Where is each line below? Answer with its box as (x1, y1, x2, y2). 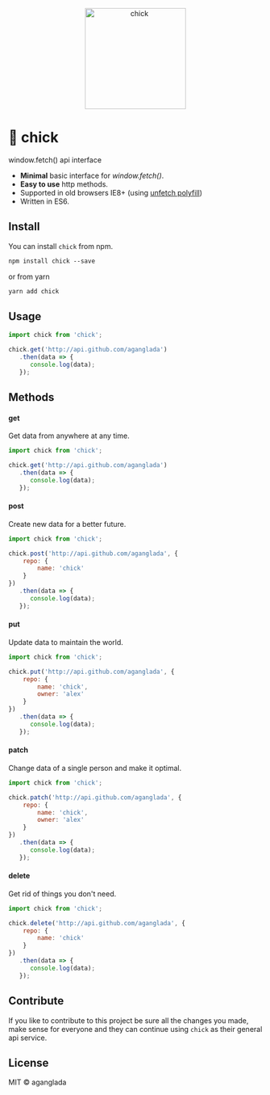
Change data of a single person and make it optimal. (8, 763, 182, 773)
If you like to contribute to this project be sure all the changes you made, (8, 1015, 249, 1026)
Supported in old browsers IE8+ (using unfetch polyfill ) (19, 187, 203, 197)
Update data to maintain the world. (8, 637, 123, 646)
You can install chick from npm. (8, 241, 114, 251)
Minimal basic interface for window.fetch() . (19, 171, 164, 180)
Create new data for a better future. (8, 519, 127, 529)
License (8, 1055, 49, 1070)
